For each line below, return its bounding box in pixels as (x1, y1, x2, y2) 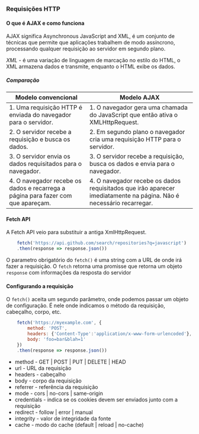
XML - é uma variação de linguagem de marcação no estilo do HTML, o (6, 57, 181, 64)
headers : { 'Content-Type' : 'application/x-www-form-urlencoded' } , (27, 331, 192, 337)
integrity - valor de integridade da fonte (14, 414, 111, 422)
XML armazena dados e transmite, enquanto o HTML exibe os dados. (6, 63, 176, 70)
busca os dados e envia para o (89, 159, 175, 168)
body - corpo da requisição (14, 377, 82, 384)
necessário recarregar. (89, 199, 153, 208)
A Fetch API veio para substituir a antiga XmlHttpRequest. (6, 229, 147, 236)
